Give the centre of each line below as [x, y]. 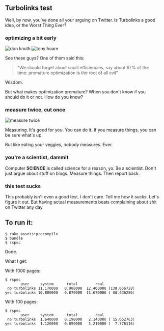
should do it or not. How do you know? [44, 97]
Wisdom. [14, 83]
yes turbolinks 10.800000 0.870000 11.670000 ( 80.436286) [70, 292]
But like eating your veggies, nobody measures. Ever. [59, 145]
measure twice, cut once [35, 110]
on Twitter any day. [25, 207]
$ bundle [14, 238]
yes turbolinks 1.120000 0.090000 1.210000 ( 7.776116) [70, 324]
